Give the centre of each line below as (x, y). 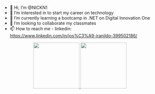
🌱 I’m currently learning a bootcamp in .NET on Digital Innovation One (80, 18)
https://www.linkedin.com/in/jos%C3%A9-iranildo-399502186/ (73, 36)
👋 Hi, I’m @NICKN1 (28, 8)
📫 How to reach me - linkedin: (41, 29)
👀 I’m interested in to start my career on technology (62, 13)
